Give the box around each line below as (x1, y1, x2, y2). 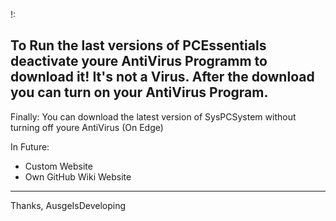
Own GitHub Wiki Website (24, 170, 132, 183)
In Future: (10, 140, 50, 153)
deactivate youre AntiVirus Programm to (10, 53, 268, 70)
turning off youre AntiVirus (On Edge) (10, 121, 164, 133)
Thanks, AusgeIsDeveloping (10, 199, 127, 211)
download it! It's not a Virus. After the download (10, 69, 315, 86)
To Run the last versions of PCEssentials (10, 37, 267, 54)
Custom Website (24, 160, 93, 172)
